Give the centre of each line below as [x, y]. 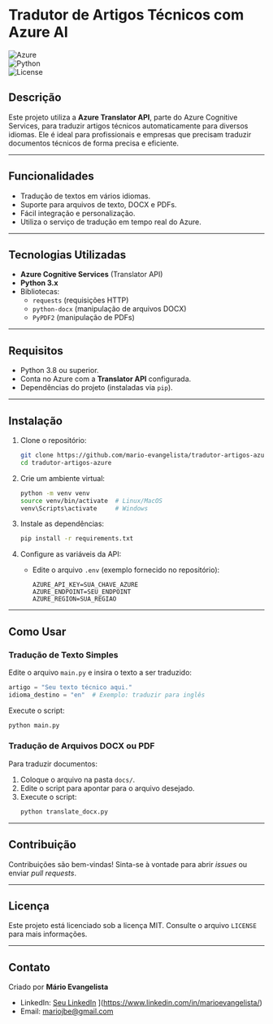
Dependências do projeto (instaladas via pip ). [96, 388]
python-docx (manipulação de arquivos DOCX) [109, 309]
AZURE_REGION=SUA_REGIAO [74, 599]
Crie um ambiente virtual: [63, 478]
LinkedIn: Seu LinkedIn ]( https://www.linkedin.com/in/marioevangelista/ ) [141, 1003]
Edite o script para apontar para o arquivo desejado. [107, 788]
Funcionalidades [52, 176]
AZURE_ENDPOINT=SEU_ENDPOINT [82, 592]
